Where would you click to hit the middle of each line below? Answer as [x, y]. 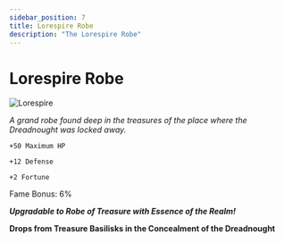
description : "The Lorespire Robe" [75, 34]
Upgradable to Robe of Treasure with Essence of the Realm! [123, 212]
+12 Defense [31, 162]
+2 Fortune [29, 178]
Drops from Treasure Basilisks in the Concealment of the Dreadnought [142, 229]
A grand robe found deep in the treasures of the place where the [128, 121]
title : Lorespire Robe [51, 26]
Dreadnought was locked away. [68, 130]
